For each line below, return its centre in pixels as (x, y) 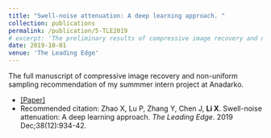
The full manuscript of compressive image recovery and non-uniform (123, 76)
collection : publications (52, 23)
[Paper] (33, 100)
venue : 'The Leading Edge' (54, 53)
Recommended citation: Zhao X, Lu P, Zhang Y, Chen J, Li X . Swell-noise (141, 108)
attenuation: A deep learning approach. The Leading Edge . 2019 (127, 117)
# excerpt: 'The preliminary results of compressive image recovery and (133, 38)
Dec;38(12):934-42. (53, 126)
